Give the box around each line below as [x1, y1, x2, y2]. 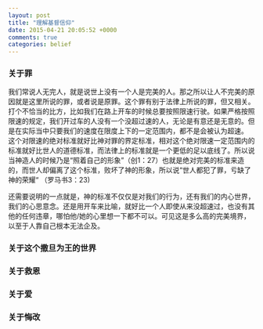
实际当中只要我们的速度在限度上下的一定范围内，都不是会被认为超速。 [21, 126, 248, 136]
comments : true [8, 33, 58, 42]
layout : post [8, 11, 51, 20]
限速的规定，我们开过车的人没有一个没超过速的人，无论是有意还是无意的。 [8, 117, 248, 126]
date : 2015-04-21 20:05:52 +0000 [8, 26, 117, 34]
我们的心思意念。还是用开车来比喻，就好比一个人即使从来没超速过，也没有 [8, 201, 248, 211]
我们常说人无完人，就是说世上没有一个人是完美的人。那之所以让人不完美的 [8, 87, 248, 96]
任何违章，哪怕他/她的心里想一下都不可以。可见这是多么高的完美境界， [21, 211, 251, 221]
